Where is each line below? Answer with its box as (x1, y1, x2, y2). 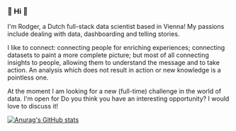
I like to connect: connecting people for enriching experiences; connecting (7, 44, 225, 52)
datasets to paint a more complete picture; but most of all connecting (7, 51, 209, 59)
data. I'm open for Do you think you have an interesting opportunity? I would (7, 94, 230, 103)
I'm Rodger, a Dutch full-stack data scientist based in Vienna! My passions (7, 23, 225, 31)
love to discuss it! (7, 102, 59, 111)
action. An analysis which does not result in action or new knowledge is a (7, 66, 221, 75)
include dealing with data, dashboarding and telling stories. (7, 30, 180, 38)
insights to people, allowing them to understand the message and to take (7, 58, 220, 67)
